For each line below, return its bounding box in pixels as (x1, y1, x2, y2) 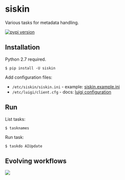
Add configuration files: (5, 74, 53, 80)
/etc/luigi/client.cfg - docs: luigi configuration (12, 89, 111, 95)
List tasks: (5, 116, 26, 122)
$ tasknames (5, 126, 29, 131)
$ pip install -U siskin (5, 66, 56, 70)
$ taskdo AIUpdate (5, 143, 42, 149)
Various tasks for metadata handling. (5, 20, 79, 25)
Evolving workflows (5, 157, 67, 165)
